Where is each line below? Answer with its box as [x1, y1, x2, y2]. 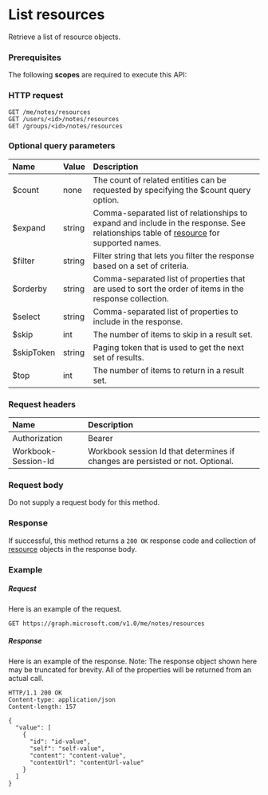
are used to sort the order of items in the [93, 283, 245, 294]
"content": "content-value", [29, 751, 127, 759]
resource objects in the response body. [8, 544, 137, 553]
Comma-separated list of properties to [93, 305, 238, 317]
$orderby [12, 283, 48, 294]
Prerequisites [8, 52, 61, 63]
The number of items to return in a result [93, 364, 245, 376]
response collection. [93, 293, 169, 304]
